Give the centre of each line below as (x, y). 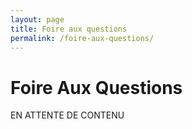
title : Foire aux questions (69, 29)
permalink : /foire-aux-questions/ (82, 38)
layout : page (37, 19)
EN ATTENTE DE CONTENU (67, 115)
